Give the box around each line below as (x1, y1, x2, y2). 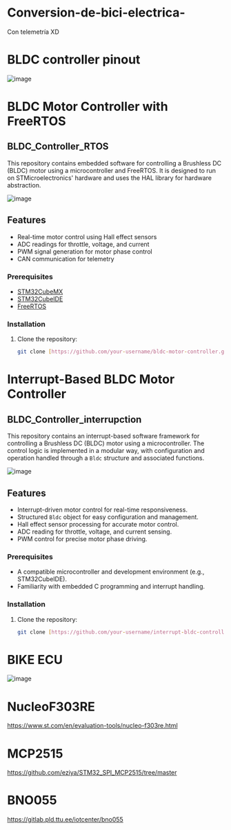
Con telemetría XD (7, 28, 60, 36)
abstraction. (7, 181, 41, 189)
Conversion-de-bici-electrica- (7, 5, 185, 21)
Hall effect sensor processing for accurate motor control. (17, 520, 179, 528)
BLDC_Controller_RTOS (7, 141, 109, 152)
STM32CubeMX (17, 287, 63, 296)
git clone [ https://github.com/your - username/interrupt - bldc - (17, 629, 200, 636)
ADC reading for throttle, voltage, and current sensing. (17, 527, 172, 536)
